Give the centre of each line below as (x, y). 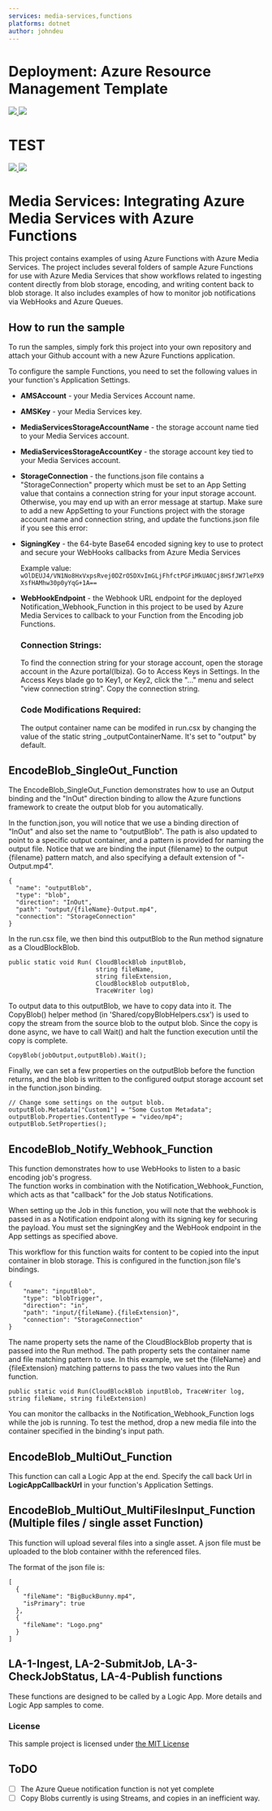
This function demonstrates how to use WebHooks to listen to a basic (125, 1169)
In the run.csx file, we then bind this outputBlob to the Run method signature (136, 939)
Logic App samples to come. (56, 1704)
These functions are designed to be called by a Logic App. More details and (135, 1696)
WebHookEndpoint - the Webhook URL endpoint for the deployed (131, 598)
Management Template (88, 88)
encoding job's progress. (50, 1177)
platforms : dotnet (39, 24)
